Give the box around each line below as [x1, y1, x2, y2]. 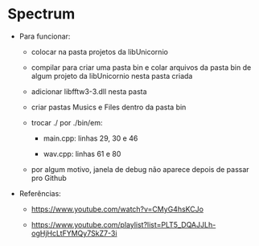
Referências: [18, 188, 61, 198]
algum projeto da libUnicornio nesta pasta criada [31, 71, 193, 80]
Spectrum [7, 5, 76, 23]
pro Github [31, 173, 68, 182]
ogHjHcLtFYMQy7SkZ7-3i [31, 228, 117, 238]
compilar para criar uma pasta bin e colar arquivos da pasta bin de [31, 62, 252, 72]
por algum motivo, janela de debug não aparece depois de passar [31, 164, 250, 174]
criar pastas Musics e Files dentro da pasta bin [31, 102, 187, 112]
